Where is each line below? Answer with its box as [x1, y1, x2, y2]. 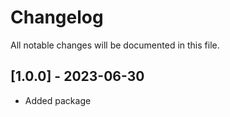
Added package [24, 94, 92, 106]
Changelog [10, 6, 104, 29]
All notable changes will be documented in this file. [10, 39, 220, 51]
